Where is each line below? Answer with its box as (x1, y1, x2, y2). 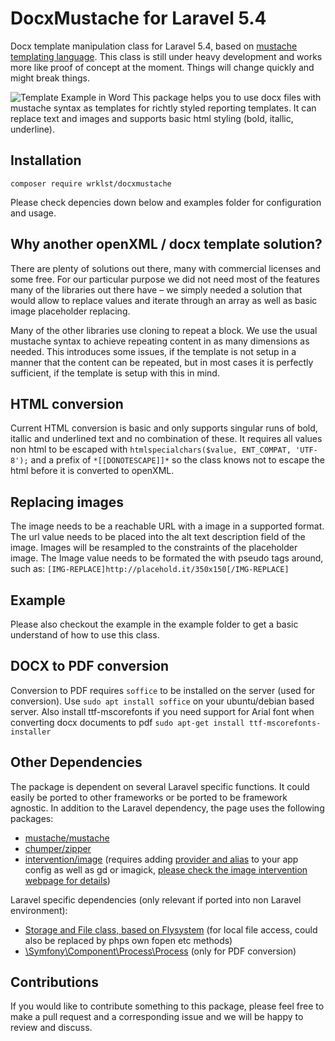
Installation (10, 152, 82, 169)
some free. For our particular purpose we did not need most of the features (10, 273, 320, 285)
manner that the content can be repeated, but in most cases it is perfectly (10, 356, 314, 368)
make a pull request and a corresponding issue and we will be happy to (10, 1011, 304, 1023)
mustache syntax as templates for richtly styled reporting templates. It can (10, 102, 317, 114)
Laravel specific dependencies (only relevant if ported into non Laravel (10, 893, 302, 906)
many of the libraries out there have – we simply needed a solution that (10, 283, 303, 296)
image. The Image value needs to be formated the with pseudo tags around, (10, 552, 324, 564)
